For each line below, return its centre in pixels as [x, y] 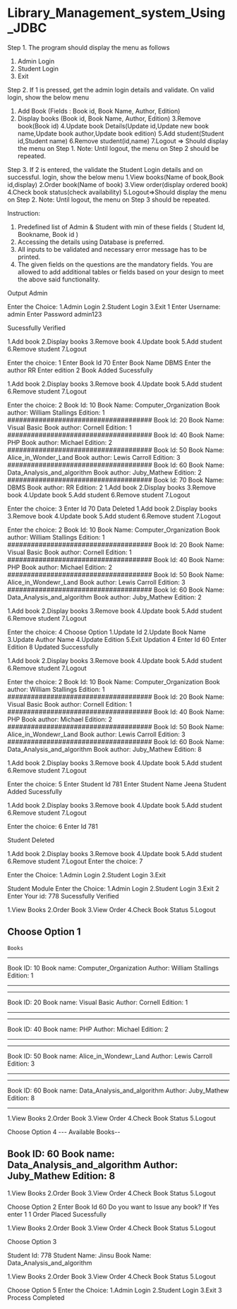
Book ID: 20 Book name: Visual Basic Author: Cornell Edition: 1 [98, 1002]
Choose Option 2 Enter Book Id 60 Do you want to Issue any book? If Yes [114, 1207]
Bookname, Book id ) [48, 234]
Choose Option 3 [32, 1241]
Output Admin [28, 293]
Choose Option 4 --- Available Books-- [64, 1132]
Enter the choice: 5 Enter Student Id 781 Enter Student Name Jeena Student [117, 784]
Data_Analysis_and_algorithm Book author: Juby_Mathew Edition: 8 [105, 749]
